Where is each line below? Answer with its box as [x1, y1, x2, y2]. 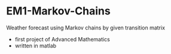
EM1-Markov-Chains [6, 4, 111, 18]
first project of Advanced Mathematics [14, 35, 111, 43]
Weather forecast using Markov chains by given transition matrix [6, 24, 166, 31]
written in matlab [14, 42, 57, 49]
